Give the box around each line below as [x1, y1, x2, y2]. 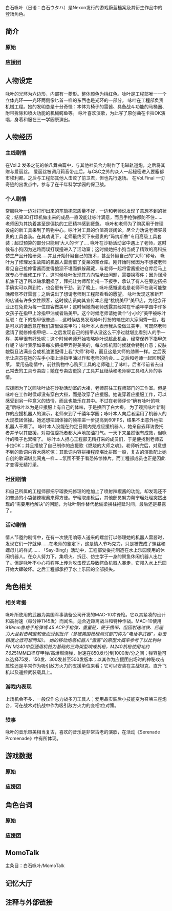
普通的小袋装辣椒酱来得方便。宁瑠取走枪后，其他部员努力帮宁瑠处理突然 [9, 495, 162, 501]
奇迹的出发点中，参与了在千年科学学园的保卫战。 [5, 181, 109, 187]
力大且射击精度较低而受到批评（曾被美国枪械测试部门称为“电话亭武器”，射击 [5, 631, 167, 637]
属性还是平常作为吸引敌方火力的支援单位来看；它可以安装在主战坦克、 [5, 663, 154, 669]
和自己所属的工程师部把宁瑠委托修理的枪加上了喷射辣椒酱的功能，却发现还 [5, 488, 162, 495]
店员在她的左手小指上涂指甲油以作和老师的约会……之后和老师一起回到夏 [14, 355, 166, 361]
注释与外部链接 [5, 898, 53, 906]
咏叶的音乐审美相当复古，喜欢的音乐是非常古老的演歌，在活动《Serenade [5, 728, 160, 735]
